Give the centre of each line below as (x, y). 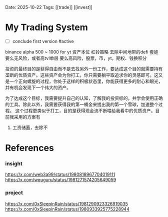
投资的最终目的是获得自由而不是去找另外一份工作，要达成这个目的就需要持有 (84, 69)
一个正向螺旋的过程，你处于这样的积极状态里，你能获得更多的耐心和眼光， (86, 81)
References (29, 148)
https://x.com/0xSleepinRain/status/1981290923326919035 (67, 203)
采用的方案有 (27, 117)
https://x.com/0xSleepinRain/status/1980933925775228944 (67, 209)
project (14, 193)
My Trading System (47, 27)
